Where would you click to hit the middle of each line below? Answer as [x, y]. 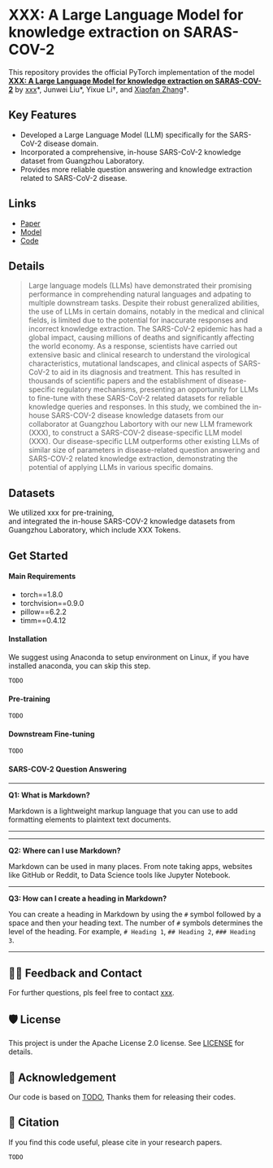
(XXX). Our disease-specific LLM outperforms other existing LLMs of [144, 441]
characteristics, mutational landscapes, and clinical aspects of [132, 363]
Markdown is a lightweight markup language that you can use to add [123, 810]
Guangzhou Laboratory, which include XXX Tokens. [95, 530]
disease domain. [71, 143]
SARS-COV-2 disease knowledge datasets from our [138, 415]
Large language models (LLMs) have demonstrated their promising [140, 286]
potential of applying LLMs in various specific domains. [121, 468]
